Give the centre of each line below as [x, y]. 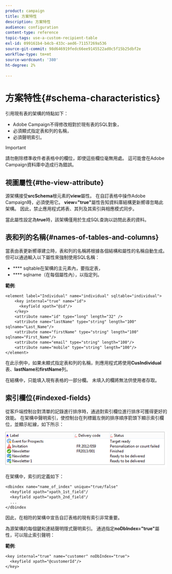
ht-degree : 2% [21, 65]
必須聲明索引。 [28, 137]
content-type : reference [32, 33]
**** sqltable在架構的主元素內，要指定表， [58, 268]
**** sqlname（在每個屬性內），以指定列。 [57, 274]
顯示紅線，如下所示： [41, 424]
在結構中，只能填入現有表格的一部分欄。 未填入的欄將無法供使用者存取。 [82, 380]
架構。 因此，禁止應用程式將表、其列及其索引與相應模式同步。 [71, 209]
